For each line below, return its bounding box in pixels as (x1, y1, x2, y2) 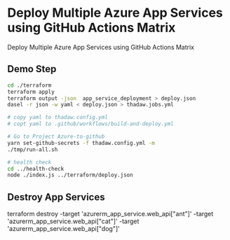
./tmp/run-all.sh (7, 146, 58, 153)
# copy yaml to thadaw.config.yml (7, 114, 109, 121)
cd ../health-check (7, 165, 65, 172)
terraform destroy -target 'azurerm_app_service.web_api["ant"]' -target (7, 210, 214, 218)
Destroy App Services (7, 191, 105, 203)
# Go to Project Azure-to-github (7, 133, 105, 140)
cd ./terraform (7, 82, 52, 89)
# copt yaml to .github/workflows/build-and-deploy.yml (7, 120, 174, 127)
